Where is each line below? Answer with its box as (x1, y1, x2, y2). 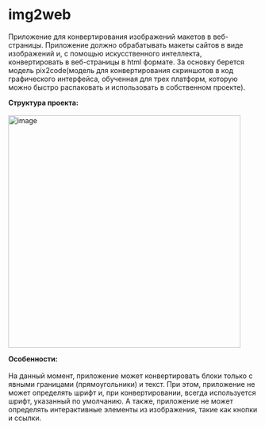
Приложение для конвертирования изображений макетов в (8, 32, 212, 41)
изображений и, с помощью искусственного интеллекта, (8, 48, 202, 58)
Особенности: (8, 354, 58, 363)
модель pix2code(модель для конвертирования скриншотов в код (8, 65, 234, 75)
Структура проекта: (8, 98, 79, 107)
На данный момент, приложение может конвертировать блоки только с (8, 371, 253, 381)
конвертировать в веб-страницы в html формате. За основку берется (8, 57, 244, 67)
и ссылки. (8, 413, 42, 423)
